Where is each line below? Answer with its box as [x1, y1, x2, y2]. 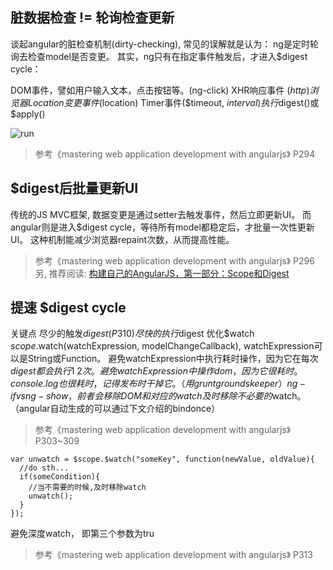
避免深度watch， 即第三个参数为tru [10, 528, 155, 540]
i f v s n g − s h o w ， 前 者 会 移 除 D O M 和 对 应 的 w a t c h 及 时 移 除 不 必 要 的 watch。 [10, 390, 307, 402]
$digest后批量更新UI [10, 180, 139, 197]
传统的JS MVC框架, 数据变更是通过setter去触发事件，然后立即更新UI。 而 [10, 208, 312, 220]
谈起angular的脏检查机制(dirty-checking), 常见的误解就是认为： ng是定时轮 [10, 38, 319, 50]
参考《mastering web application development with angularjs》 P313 [34, 549, 313, 561]
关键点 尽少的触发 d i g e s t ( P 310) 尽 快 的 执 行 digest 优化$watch [10, 328, 255, 340]
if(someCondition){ [19, 472, 101, 482]
